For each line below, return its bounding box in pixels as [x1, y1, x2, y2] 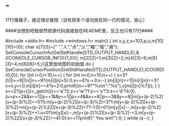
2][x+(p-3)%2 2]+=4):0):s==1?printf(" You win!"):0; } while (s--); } [16, 115, 154, 121]
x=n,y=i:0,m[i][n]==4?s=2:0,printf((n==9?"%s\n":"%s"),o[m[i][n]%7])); [5, 82, 154, 89]
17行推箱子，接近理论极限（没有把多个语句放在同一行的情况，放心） [5, 17, 148, 23]
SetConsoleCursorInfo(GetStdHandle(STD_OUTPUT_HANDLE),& [5, 49, 140, 55]
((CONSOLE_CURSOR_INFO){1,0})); [5, 55, 79, 61]
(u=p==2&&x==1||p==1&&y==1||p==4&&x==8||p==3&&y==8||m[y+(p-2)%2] [5, 93, 163, 99]
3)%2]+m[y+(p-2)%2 [5, 104, 50, 110]
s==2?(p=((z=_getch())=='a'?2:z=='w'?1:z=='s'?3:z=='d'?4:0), [5, 88, 136, 94]
